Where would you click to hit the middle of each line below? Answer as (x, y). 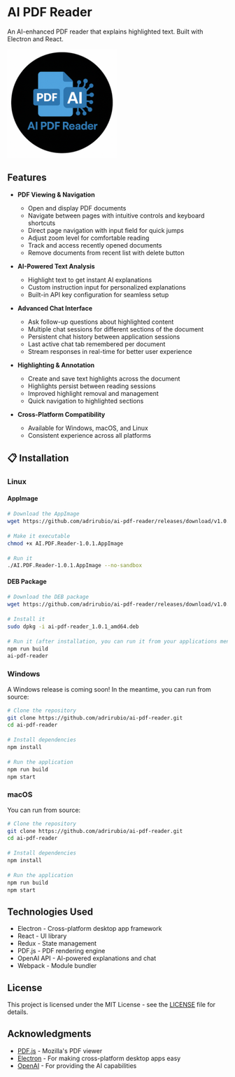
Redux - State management (57, 943)
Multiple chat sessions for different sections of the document (116, 329)
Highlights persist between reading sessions (92, 386)
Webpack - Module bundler (57, 966)
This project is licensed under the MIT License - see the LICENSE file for (111, 1005)
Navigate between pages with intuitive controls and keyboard (116, 215)
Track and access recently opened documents (95, 245)
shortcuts (42, 223)
